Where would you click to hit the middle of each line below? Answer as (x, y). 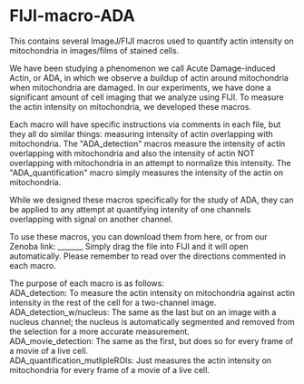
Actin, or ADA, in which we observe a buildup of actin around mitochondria (149, 77)
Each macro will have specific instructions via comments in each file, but (145, 124)
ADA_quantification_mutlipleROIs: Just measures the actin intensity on (141, 360)
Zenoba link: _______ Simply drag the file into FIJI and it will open (129, 246)
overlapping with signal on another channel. (92, 219)
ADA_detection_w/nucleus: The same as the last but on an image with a (143, 312)
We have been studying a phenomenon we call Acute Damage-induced (142, 68)
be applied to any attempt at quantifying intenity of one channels (130, 209)
